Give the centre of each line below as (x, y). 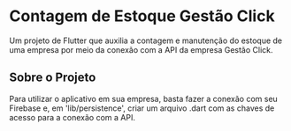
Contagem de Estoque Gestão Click (142, 16)
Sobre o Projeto (53, 78)
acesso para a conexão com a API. (72, 117)
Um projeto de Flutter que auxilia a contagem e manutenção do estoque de (146, 40)
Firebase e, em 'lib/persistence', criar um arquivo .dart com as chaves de (142, 108)
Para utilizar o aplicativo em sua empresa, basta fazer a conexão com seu (144, 98)
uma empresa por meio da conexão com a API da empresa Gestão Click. (141, 49)
